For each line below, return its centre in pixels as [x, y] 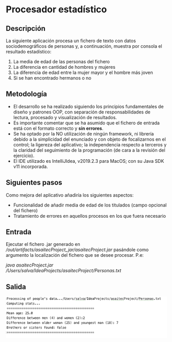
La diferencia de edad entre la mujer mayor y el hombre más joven [83, 72]
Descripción [26, 28]
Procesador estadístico [56, 9]
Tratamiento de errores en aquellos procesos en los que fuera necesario [90, 216]
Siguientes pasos [34, 183]
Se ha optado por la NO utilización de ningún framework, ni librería [83, 134]
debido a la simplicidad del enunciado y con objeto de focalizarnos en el [89, 139]
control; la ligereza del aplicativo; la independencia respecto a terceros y [90, 144]
